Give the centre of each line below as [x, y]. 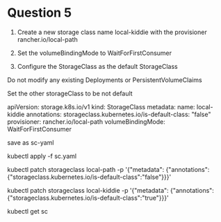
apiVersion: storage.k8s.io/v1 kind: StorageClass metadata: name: [101, 106]
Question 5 [40, 13]
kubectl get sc [28, 211]
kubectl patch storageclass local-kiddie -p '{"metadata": [88, 190]
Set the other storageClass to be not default [70, 93]
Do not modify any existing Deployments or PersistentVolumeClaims [105, 80]
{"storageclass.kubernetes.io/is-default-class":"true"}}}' [88, 198]
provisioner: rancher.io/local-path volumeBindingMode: [86, 121]
